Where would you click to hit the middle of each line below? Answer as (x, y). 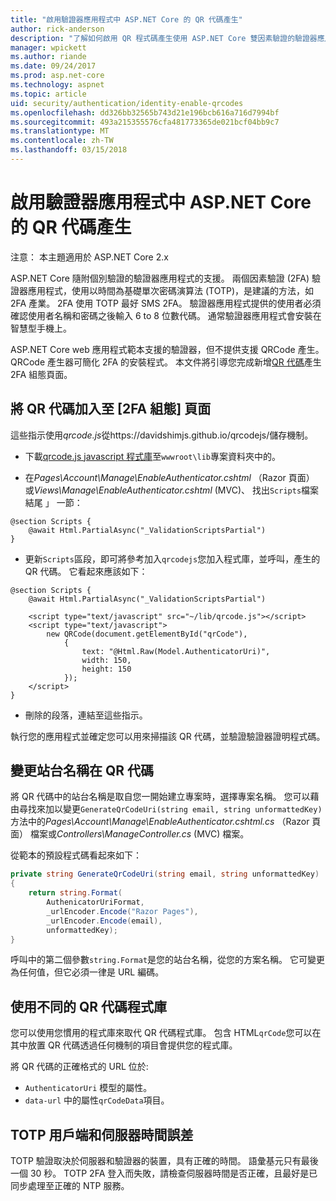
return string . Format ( (75, 893)
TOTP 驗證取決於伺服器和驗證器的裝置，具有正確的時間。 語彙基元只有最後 (164, 1161)
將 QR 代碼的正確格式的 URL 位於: (79, 1067)
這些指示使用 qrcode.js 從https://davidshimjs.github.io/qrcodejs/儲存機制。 (162, 435)
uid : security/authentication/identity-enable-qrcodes (127, 103)
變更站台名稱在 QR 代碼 (82, 771)
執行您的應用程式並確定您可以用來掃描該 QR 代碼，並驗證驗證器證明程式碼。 (168, 736)
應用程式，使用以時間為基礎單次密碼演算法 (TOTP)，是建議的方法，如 (171, 290)
